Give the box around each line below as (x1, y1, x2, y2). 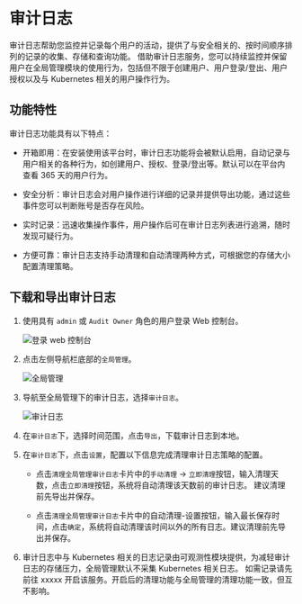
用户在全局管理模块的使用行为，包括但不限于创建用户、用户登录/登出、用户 (9, 62, 289, 73)
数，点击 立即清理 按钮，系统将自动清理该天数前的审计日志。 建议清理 (35, 479, 286, 491)
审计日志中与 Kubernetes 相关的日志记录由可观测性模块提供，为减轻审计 (22, 551, 290, 563)
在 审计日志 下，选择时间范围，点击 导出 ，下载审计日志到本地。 (22, 429, 244, 441)
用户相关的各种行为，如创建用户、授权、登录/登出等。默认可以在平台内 (22, 158, 286, 169)
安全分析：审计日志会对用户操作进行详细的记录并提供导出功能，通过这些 (22, 188, 290, 199)
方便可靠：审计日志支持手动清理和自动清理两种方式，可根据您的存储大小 (22, 249, 290, 260)
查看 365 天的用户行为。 (22, 169, 113, 180)
